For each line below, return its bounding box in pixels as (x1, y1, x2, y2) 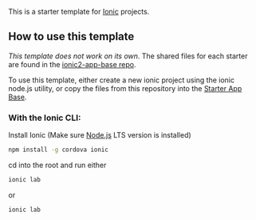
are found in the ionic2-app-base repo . (8, 59, 136, 69)
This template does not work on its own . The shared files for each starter (8, 51, 248, 61)
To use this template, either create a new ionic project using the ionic (8, 75, 235, 85)
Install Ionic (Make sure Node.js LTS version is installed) (8, 130, 191, 140)
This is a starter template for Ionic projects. (8, 7, 150, 16)
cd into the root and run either (8, 160, 107, 170)
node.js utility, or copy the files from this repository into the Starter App (8, 83, 242, 93)
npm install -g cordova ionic (8, 146, 109, 154)
